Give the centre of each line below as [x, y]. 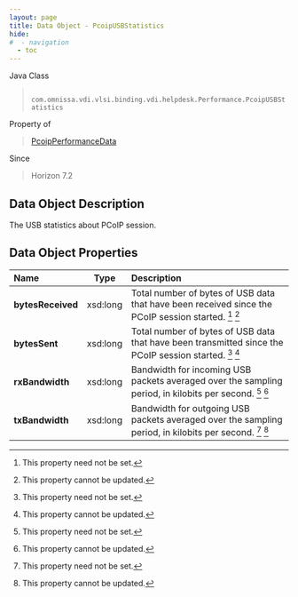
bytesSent [36, 343]
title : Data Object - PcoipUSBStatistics [87, 26]
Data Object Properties [74, 253]
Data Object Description [77, 204]
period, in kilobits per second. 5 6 [200, 393]
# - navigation [39, 42]
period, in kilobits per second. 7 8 [200, 431]
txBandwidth [41, 420]
